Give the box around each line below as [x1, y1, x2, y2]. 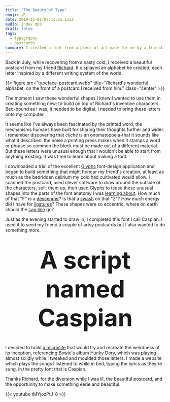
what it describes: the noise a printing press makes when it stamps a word [5, 137, 161, 143]
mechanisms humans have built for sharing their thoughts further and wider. [5, 126, 164, 132]
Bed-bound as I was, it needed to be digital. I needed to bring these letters [5, 106, 161, 112]
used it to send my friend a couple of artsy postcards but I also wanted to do [5, 221, 165, 227]
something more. [5, 227, 41, 233]
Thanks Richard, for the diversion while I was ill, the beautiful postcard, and [5, 376, 163, 382]
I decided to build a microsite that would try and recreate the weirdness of [5, 344, 160, 350]
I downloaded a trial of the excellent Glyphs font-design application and [5, 163, 155, 169]
